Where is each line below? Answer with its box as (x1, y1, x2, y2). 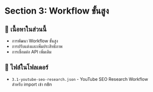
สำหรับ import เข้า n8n (11, 81, 52, 87)
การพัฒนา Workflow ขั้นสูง (11, 38, 58, 44)
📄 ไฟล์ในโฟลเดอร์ (4, 63, 49, 72)
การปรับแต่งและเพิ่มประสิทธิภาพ (11, 43, 63, 49)
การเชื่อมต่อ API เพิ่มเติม (11, 49, 52, 55)
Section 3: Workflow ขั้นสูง (4, 5, 109, 17)
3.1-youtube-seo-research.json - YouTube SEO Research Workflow (11, 76, 148, 82)
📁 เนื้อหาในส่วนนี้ (4, 25, 47, 33)
